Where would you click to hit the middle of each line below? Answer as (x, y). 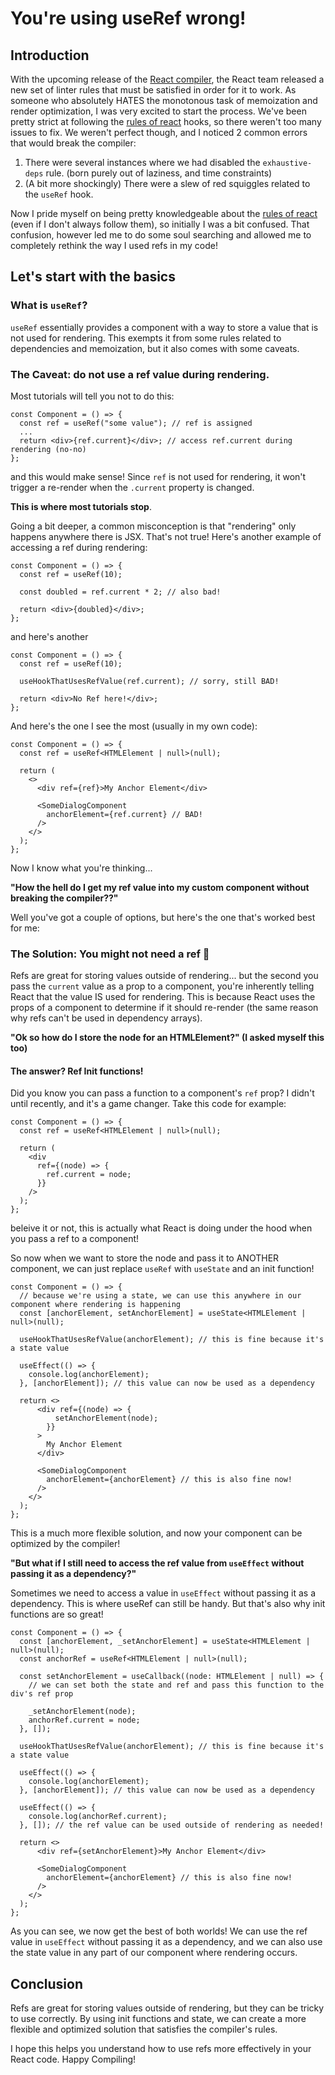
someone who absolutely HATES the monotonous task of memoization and (164, 100)
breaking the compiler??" (64, 898)
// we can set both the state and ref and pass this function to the (176, 1685)
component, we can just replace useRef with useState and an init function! (162, 1269)
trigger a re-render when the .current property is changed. (132, 487)
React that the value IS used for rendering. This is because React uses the (163, 997)
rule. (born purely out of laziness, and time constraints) (159, 173)
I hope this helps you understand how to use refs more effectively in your (161, 2049)
